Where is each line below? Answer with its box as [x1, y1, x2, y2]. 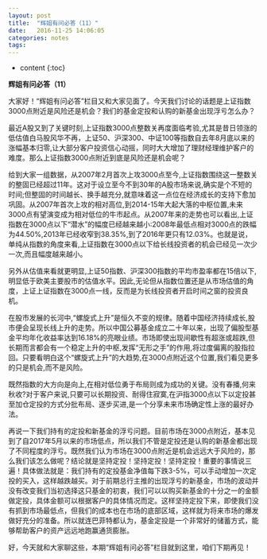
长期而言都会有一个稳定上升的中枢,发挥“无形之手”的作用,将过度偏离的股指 [8, 343, 249, 352]
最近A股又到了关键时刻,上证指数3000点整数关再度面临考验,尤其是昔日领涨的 [8, 123, 257, 133]
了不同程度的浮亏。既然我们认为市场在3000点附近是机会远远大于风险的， [8, 446, 249, 456]
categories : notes [8, 33, 69, 42]
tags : [8, 41, 26, 49]
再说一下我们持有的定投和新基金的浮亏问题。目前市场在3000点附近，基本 [8, 426, 249, 436]
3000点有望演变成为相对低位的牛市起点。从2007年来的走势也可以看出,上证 [8, 210, 254, 219]
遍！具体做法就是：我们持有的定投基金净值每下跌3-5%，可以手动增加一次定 [8, 466, 257, 476]
